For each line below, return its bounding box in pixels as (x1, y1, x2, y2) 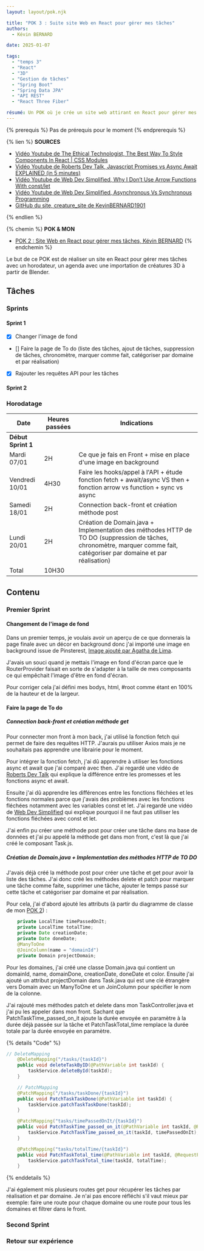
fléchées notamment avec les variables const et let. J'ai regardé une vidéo (6, 802, 193, 809)
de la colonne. (6, 990, 42, 997)
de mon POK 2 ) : (6, 907, 48, 914)
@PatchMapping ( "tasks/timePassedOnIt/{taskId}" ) (17, 1118, 143, 1124)
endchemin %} (15, 243, 53, 250)
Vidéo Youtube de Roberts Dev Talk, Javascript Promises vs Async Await (15, 163, 197, 170)
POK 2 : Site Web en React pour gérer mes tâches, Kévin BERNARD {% (15, 237, 192, 244)
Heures (47, 415, 70, 423)
